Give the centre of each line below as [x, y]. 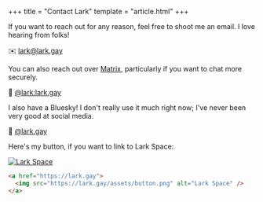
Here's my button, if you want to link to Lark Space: [91, 146]
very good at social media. [51, 116]
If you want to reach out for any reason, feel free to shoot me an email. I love [131, 26]
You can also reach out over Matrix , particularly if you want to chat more [125, 69]
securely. [23, 77]
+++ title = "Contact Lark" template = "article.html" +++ [99, 11]
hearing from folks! [39, 35]
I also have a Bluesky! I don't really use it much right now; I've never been [127, 108]
